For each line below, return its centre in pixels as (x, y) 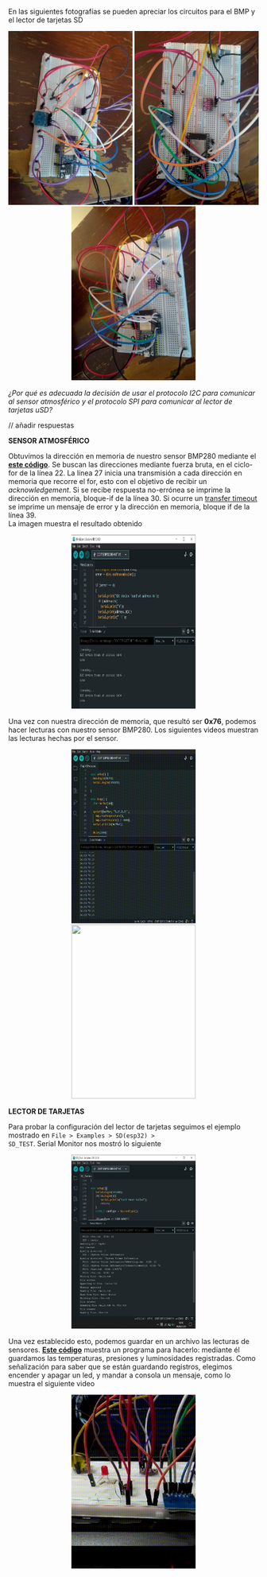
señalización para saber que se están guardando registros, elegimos (120, 1367)
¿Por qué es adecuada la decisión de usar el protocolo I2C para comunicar (132, 393)
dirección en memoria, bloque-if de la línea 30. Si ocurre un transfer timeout (133, 498)
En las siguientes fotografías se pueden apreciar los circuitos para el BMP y (132, 12)
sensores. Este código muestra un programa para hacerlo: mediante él (124, 1350)
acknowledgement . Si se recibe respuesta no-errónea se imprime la (120, 490)
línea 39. (23, 515)
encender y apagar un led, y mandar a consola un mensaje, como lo (120, 1375)
